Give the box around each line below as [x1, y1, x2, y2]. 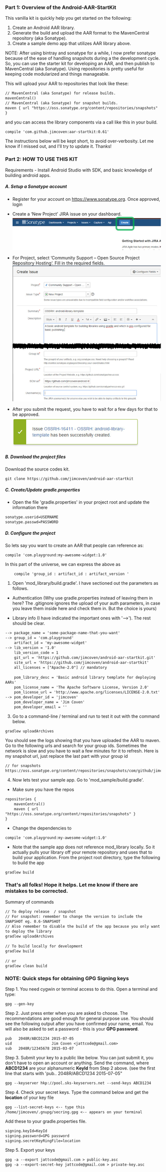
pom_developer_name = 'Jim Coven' [14, 700, 85, 705]
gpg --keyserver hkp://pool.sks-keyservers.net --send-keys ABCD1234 [5, 1081, 152, 1085]
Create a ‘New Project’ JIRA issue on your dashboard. [12, 211, 122, 217]
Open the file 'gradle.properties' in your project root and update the [12, 499, 150, 505]
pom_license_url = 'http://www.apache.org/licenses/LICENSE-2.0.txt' [14, 690, 161, 695]
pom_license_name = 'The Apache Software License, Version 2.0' [14, 685, 149, 690]
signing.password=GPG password [5, 1133, 70, 1138]
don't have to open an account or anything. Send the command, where [5, 1060, 149, 1066]
